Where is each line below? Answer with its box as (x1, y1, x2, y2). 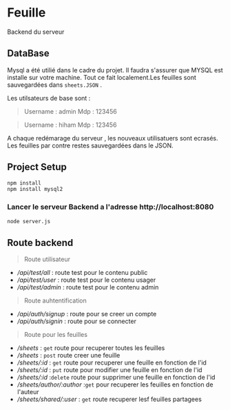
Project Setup (7, 161, 67, 173)
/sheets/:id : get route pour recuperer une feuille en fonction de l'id (17, 358, 207, 367)
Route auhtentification (23, 296, 87, 305)
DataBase (7, 48, 50, 59)
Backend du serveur (7, 28, 65, 36)
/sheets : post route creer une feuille (17, 351, 121, 360)
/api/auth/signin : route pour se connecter (17, 317, 136, 325)
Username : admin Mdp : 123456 (23, 107, 117, 115)
